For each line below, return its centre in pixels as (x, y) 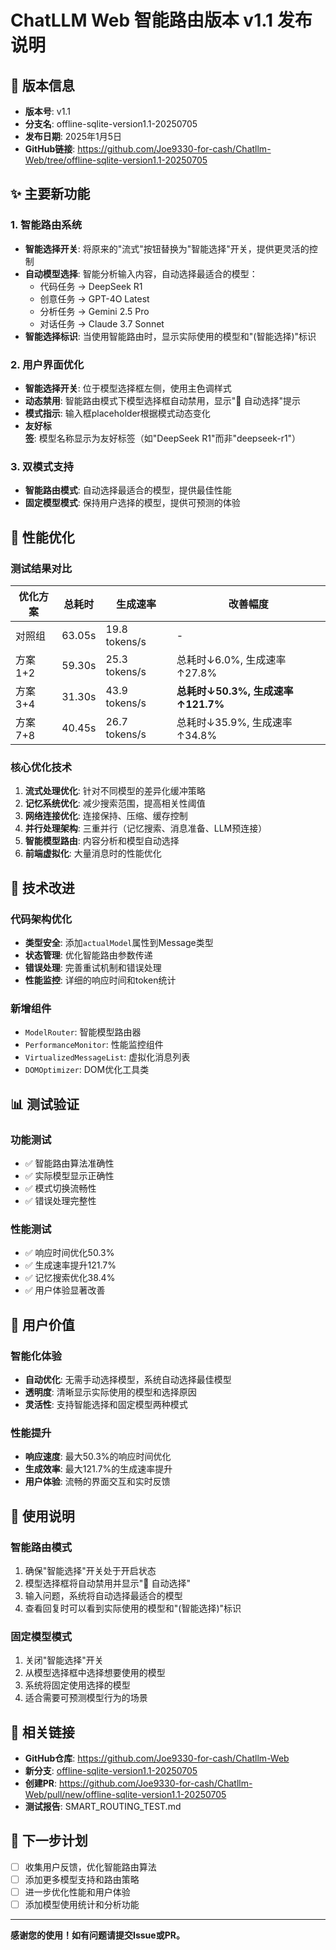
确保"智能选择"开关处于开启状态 (90, 1570)
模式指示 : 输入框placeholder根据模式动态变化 (117, 413)
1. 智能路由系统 (46, 225)
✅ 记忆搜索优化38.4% (70, 1278)
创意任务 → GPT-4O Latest (94, 298)
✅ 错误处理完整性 (60, 1200)
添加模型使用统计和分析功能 (82, 1905)
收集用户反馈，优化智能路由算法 (90, 1867)
